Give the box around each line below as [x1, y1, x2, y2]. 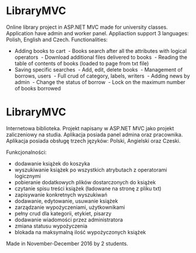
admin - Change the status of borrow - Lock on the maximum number [14, 78, 185, 86]
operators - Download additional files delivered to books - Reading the [14, 53, 187, 60]
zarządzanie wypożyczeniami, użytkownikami [14, 204, 125, 211]
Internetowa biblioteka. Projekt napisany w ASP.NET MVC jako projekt [6, 124, 174, 131]
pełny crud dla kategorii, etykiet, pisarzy [14, 210, 112, 217]
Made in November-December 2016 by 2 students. [6, 239, 129, 247]
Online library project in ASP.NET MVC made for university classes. [6, 23, 168, 31]
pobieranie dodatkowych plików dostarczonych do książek [14, 178, 156, 185]
